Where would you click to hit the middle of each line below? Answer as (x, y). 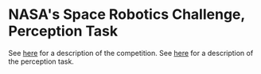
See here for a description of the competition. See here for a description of (131, 53)
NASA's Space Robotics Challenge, (127, 15)
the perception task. (41, 61)
